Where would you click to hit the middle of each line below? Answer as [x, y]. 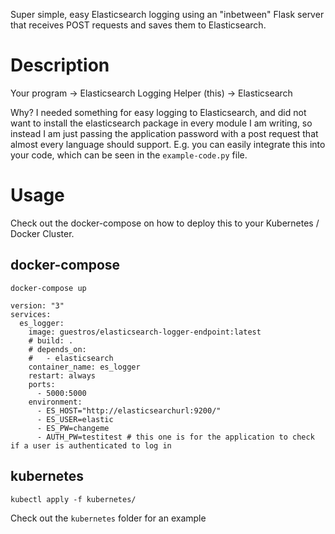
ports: [42, 384]
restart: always [62, 375]
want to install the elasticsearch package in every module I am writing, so [161, 123]
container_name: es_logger [84, 367]
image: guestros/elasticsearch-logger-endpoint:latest [145, 332]
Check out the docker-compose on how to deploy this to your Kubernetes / [165, 223]
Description [60, 65]
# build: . [51, 340]
